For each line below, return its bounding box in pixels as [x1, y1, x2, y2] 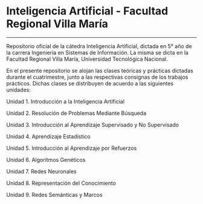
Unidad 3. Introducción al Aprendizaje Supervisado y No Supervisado [6, 121, 179, 128]
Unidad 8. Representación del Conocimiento [6, 179, 117, 187]
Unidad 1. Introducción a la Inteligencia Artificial [6, 97, 125, 105]
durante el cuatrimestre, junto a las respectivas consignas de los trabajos [6, 73, 188, 81]
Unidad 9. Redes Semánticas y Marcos [6, 191, 103, 198]
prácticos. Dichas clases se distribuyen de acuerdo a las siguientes [6, 79, 174, 87]
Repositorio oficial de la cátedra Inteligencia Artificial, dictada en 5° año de [6, 42, 192, 49]
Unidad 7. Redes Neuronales [6, 167, 77, 175]
